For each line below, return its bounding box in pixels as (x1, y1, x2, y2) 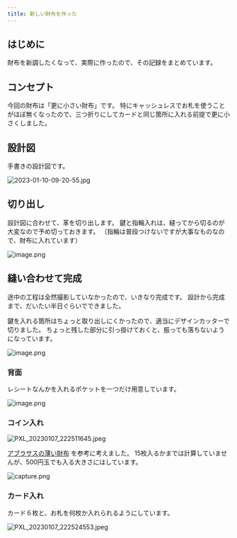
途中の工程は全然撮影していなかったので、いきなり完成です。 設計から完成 (7, 292, 225, 301)
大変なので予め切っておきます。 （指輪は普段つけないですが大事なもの (7, 227, 212, 236)
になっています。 (7, 334, 57, 343)
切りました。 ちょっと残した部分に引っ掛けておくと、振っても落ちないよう (7, 325, 225, 333)
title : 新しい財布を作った (7, 10, 78, 18)
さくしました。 (7, 119, 51, 127)
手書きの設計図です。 (7, 162, 69, 171)
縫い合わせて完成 (7, 273, 82, 285)
